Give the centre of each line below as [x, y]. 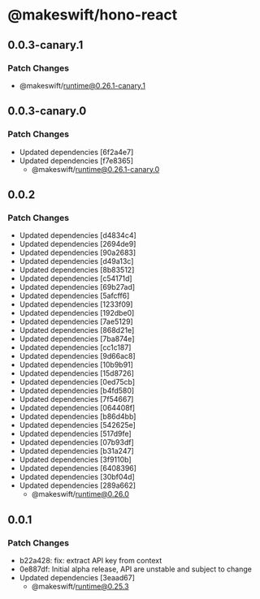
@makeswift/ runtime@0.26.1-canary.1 [82, 85]
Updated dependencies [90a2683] [78, 252]
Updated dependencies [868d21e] [77, 330]
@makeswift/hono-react [93, 15]
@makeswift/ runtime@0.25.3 [80, 586]
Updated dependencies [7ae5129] [76, 321]
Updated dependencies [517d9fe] [75, 434]
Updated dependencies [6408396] [78, 468]
